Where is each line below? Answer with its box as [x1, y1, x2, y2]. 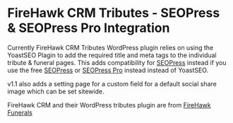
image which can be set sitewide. [7, 87, 104, 95]
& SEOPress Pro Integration [7, 20, 170, 36]
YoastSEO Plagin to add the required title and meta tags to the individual [7, 51, 217, 59]
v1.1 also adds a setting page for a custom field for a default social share [7, 79, 217, 88]
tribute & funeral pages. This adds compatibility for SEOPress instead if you [7, 58, 227, 66]
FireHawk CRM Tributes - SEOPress [7, 5, 220, 21]
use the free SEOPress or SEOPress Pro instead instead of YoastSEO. [7, 66, 209, 74]
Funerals [7, 108, 33, 117]
